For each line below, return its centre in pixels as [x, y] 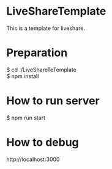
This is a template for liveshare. [46, 28]
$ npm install [23, 76]
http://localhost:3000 [33, 159]
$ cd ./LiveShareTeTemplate [41, 70]
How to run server [53, 101]
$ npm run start [26, 118]
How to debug [43, 142]
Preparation [37, 53]
